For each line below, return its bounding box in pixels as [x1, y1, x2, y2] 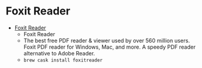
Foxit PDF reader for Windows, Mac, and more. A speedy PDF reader [23, 43, 196, 51]
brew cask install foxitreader [23, 57, 103, 63]
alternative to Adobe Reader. [23, 49, 95, 57]
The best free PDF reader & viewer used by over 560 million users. [23, 37, 190, 44]
